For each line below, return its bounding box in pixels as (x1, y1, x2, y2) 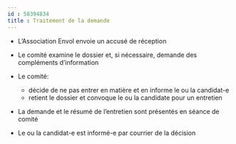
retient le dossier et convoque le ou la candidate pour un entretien (28, 93, 222, 102)
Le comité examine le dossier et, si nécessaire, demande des (17, 51, 197, 59)
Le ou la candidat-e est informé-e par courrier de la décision (17, 128, 196, 137)
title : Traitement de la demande (7, 17, 111, 24)
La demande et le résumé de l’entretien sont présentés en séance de (17, 107, 220, 115)
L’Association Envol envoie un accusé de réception (17, 36, 167, 45)
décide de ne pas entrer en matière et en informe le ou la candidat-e (28, 86, 230, 94)
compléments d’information (17, 58, 99, 66)
